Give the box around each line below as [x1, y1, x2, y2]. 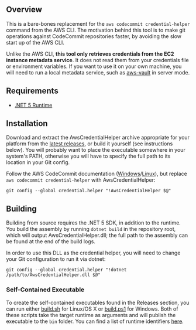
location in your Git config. [6, 159, 70, 166]
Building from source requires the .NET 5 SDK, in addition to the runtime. [6, 219, 181, 226]
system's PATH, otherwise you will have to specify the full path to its [6, 152, 171, 160]
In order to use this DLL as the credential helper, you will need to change [6, 249, 181, 257]
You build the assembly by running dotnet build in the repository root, [6, 226, 176, 233]
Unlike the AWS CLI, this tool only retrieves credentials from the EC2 [6, 50, 174, 57]
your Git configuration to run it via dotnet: [6, 256, 106, 263]
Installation [6, 118, 48, 128]
